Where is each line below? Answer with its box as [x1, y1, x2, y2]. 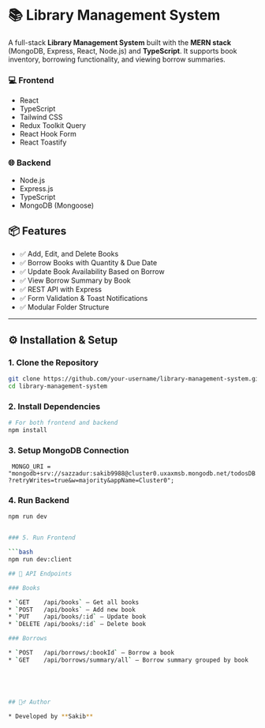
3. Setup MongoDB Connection [8, 445, 129, 456]
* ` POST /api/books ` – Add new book [8, 606, 136, 614]
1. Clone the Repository [8, 357, 99, 368]
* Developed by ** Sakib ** [8, 712, 93, 720]
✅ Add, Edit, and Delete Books [19, 250, 119, 259]
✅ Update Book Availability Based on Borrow [19, 267, 165, 276]
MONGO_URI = [11, 463, 51, 471]
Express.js [19, 183, 54, 193]
